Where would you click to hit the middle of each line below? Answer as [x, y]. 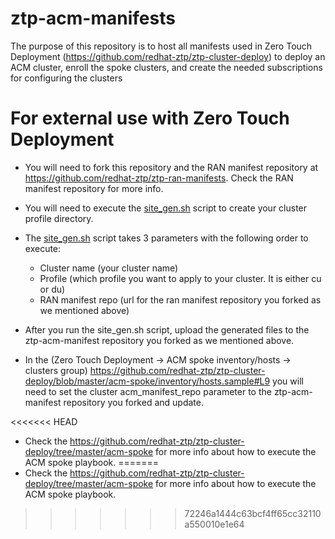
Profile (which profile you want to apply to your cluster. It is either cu [180, 278]
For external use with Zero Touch [150, 118]
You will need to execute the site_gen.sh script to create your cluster [166, 208]
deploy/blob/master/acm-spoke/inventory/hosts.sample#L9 [147, 381]
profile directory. [59, 218]
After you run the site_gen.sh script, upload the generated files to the [167, 329]
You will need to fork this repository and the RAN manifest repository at [171, 167]
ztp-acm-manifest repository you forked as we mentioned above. [159, 340]
